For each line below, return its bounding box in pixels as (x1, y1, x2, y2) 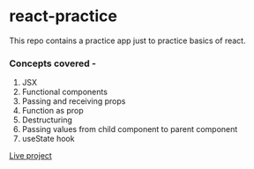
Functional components (21, 86, 108, 98)
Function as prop (21, 106, 84, 116)
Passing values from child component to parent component (21, 124, 238, 135)
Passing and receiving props (21, 96, 126, 107)
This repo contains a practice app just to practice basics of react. (9, 35, 246, 46)
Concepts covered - (9, 57, 97, 70)
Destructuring (21, 114, 73, 125)
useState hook (21, 134, 75, 144)
